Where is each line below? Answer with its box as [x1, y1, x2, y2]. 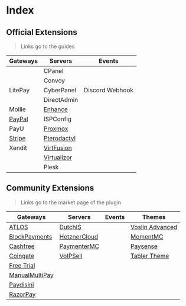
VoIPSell [59, 252, 83, 260]
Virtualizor [43, 153, 73, 162]
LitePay [9, 86, 30, 94]
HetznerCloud [59, 232, 99, 240]
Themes [142, 212, 166, 221]
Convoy [43, 76, 65, 85]
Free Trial [9, 261, 35, 269]
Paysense [130, 242, 158, 250]
